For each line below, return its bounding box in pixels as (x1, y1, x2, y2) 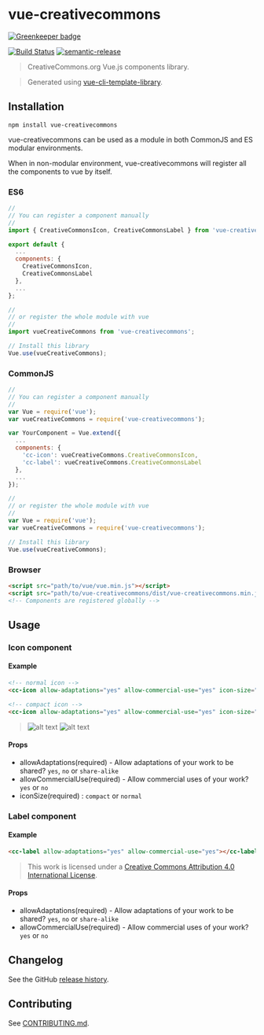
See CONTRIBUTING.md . (8, 1018, 90, 1028)
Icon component (8, 641, 72, 652)
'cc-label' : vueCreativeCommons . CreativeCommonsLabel (22, 458, 202, 466)
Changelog (8, 954, 64, 967)
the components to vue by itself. (8, 167, 112, 176)
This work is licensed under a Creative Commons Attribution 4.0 (27, 862, 235, 871)
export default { (8, 240, 65, 249)
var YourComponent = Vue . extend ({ (8, 429, 122, 438)
